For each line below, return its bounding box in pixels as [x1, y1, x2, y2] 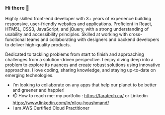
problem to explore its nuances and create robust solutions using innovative [5, 62, 161, 68]
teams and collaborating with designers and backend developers [26, 37, 160, 42]
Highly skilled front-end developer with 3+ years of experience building [5, 16, 152, 22]
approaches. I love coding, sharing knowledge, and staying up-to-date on [5, 67, 156, 73]
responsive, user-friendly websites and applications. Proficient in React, [5, 21, 153, 27]
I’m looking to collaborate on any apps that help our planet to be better [12, 82, 157, 88]
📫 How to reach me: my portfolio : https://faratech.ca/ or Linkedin [12, 93, 148, 99]
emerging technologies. [5, 73, 54, 78]
